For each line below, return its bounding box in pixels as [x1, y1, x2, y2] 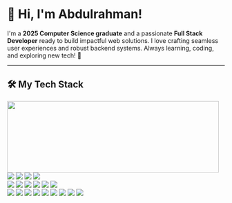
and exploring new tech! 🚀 [7, 51, 81, 60]
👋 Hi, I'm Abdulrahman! [7, 6, 143, 22]
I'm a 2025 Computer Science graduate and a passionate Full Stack [7, 29, 203, 37]
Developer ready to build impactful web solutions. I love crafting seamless [7, 36, 219, 44]
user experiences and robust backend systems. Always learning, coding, [7, 44, 214, 52]
